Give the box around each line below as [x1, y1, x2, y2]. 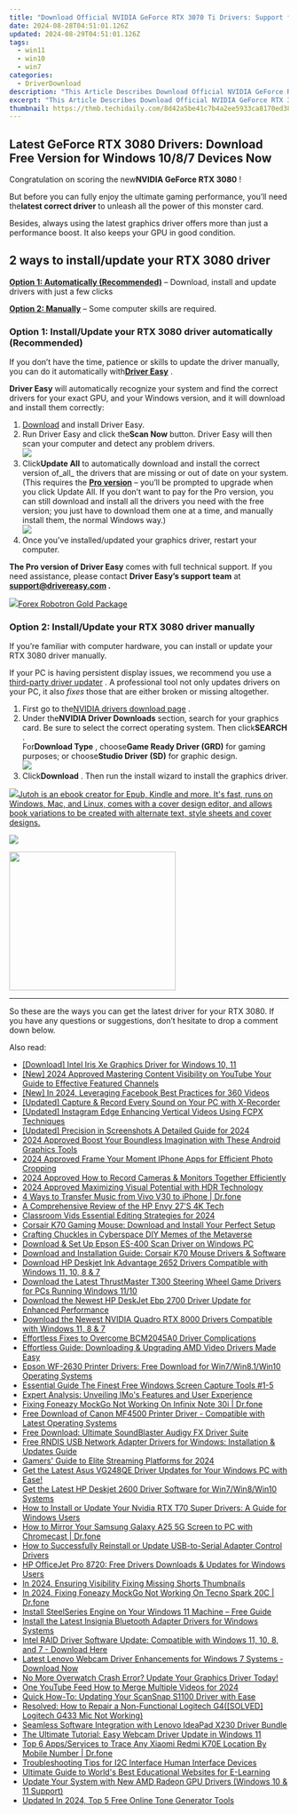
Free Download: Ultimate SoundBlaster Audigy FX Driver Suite [21, 1427, 249, 1438]
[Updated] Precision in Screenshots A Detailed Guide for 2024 [21, 1125, 250, 1137]
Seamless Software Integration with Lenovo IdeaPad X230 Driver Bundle [21, 1720, 287, 1731]
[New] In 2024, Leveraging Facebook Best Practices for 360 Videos [21, 1088, 271, 1098]
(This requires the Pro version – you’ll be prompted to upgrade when [21, 477, 273, 488]
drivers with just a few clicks [9, 286, 114, 297]
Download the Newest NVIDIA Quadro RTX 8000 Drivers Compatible [21, 1314, 273, 1325]
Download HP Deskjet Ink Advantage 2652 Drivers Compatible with [21, 1257, 269, 1268]
